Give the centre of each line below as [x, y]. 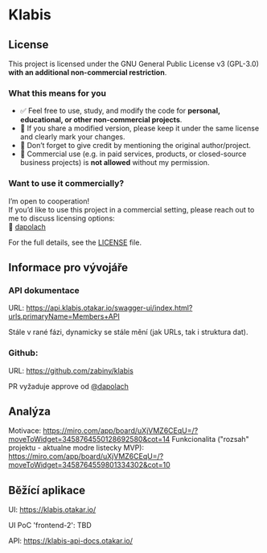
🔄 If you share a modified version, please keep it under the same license [140, 128]
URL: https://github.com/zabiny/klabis [71, 370]
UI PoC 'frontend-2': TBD [50, 526]
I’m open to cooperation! [49, 201]
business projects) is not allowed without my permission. [115, 163]
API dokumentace [44, 290]
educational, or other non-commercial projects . [101, 120]
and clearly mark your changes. [73, 137]
